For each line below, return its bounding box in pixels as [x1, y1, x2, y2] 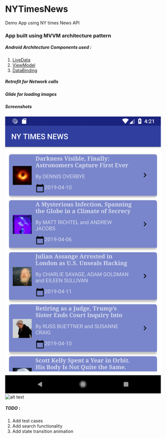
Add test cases [12, 418, 43, 424]
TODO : [5, 405, 21, 411]
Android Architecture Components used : [5, 44, 92, 50]
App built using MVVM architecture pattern [5, 32, 111, 39]
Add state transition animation [12, 428, 74, 434]
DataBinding [12, 67, 38, 73]
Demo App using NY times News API [5, 20, 80, 26]
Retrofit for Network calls [5, 79, 59, 85]
